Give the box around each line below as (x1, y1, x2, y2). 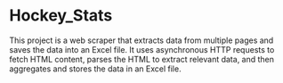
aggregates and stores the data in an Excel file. (9, 63, 182, 74)
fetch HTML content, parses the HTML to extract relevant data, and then (9, 54, 274, 64)
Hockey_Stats (9, 5, 113, 26)
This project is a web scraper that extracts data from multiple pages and (9, 35, 274, 46)
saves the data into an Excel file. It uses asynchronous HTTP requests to (9, 44, 275, 54)
